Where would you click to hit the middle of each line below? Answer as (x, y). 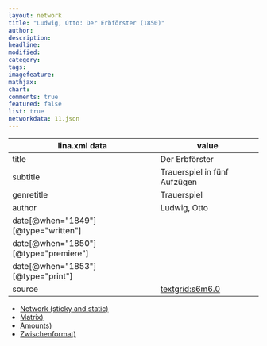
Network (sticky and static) (64, 308)
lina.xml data (82, 145)
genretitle (30, 194)
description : (30, 38)
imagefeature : (32, 75)
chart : (19, 89)
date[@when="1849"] (54, 221)
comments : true (33, 97)
